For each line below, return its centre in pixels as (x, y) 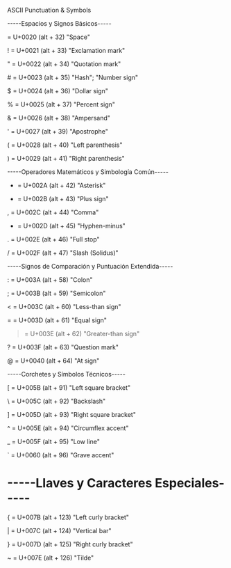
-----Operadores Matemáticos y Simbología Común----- (88, 172)
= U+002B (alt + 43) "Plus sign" (63, 199)
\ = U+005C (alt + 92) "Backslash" (57, 401)
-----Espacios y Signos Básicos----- (60, 23)
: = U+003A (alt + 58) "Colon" (50, 280)
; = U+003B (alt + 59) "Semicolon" (57, 293)
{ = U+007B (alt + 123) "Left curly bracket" (68, 517)
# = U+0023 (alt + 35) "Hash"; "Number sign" (73, 77)
